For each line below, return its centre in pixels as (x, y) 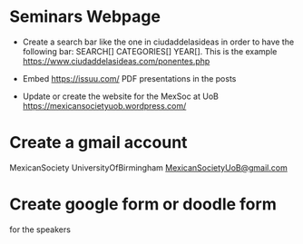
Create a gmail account (98, 143)
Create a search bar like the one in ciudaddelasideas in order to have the (158, 42)
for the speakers (40, 229)
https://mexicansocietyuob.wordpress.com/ (104, 105)
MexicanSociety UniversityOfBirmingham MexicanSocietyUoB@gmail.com (148, 167)
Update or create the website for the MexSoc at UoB (121, 96)
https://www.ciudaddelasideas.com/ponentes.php (116, 61)
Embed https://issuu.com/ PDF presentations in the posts (129, 78)
